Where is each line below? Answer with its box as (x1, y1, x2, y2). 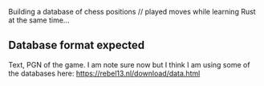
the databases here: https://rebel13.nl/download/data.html (8, 68, 201, 78)
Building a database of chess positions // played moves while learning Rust (8, 7, 256, 16)
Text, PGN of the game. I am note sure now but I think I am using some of (8, 59, 250, 69)
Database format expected (8, 39, 145, 52)
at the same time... (8, 15, 70, 25)
